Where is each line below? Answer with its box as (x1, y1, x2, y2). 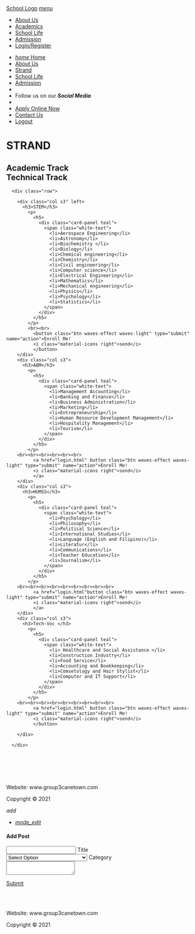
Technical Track (6, 172, 68, 182)
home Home (14, 54, 46, 61)
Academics (14, 23, 43, 30)
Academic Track (6, 163, 69, 173)
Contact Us (14, 112, 43, 118)
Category (88, 854, 112, 861)
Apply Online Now (14, 105, 60, 112)
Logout (14, 118, 33, 125)
